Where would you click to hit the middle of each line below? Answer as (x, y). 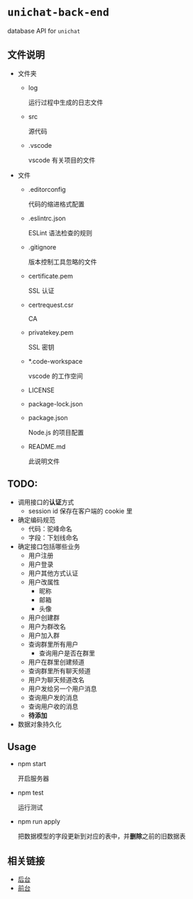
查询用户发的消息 (53, 697)
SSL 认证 (41, 291)
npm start (32, 764)
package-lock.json (55, 404)
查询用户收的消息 (53, 706)
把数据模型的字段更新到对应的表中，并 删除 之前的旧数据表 (101, 836)
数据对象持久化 (39, 724)
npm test (31, 793)
